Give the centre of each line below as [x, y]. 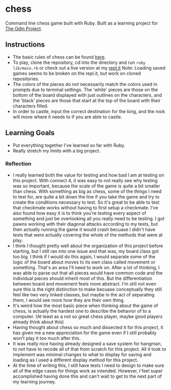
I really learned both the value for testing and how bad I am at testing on [88, 175]
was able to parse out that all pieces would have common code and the [88, 273]
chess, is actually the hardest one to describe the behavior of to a [82, 311]
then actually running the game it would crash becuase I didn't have [84, 229]
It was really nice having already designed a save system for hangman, [87, 343]
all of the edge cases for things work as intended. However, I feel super [88, 371]
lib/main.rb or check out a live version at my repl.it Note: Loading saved [89, 68]
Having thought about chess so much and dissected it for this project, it [88, 327]
